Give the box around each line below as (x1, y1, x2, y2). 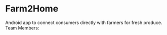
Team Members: (5, 24, 39, 30)
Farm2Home (5, 3, 59, 14)
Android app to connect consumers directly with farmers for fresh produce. (5, 19, 162, 25)
